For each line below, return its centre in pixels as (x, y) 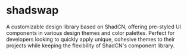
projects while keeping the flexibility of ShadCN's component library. (90, 46)
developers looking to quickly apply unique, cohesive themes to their (91, 39)
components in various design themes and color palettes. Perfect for (91, 33)
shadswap (32, 10)
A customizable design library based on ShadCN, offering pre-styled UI (94, 27)
